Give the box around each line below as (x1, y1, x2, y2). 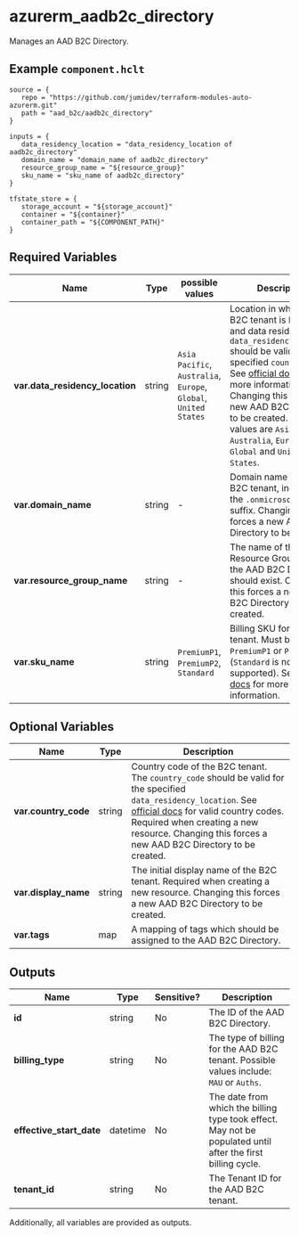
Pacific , (177, 358, 213, 371)
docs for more (230, 677, 289, 690)
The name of (230, 541, 283, 553)
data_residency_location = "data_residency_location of (20, 140, 233, 149)
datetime (109, 1125, 147, 1137)
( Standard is (230, 655, 279, 667)
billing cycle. (208, 1158, 261, 1170)
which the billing (208, 1102, 278, 1115)
